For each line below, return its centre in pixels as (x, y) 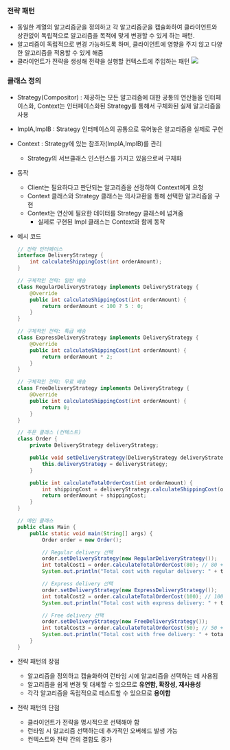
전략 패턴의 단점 (38, 707)
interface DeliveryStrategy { (60, 255)
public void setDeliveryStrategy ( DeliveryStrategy (104, 458)
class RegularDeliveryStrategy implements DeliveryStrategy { (108, 287)
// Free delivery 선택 (73, 616)
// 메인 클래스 (35, 521)
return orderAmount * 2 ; (78, 357)
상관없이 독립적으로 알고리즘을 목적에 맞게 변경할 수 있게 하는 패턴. (106, 36)
